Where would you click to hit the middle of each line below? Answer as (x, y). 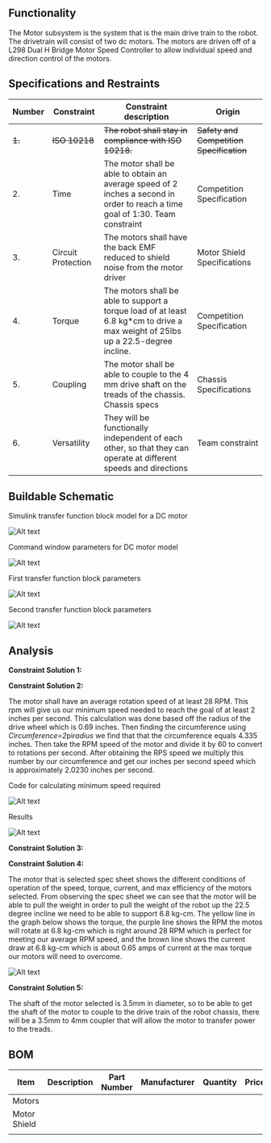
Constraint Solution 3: (46, 848)
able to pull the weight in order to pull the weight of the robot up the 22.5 (129, 905)
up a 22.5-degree (138, 340)
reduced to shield (137, 257)
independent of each (143, 437)
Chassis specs (131, 404)
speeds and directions (146, 468)
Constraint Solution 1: (45, 670)
